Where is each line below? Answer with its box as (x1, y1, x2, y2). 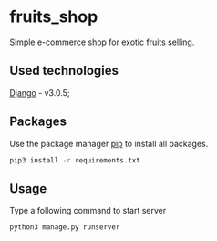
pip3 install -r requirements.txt (9, 155, 141, 165)
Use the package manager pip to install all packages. (9, 138, 209, 149)
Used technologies (9, 63, 119, 79)
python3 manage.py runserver (9, 223, 120, 232)
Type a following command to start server (9, 205, 167, 216)
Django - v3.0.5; (9, 87, 70, 98)
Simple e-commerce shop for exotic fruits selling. (9, 37, 195, 47)
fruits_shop (9, 6, 98, 27)
